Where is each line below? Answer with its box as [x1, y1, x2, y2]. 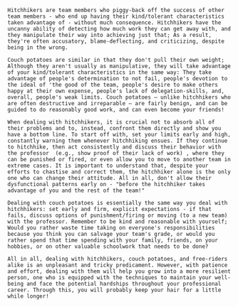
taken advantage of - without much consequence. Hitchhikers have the [7, 19, 222, 26]
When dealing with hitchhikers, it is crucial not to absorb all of [7, 119, 215, 126]
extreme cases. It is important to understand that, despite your [7, 162, 209, 169]
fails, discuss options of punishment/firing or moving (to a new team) [7, 212, 228, 219]
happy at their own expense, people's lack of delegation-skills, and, [7, 87, 224, 95]
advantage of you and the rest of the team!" [7, 187, 145, 194]
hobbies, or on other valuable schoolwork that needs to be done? [7, 243, 209, 250]
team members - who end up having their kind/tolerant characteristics [7, 13, 224, 20]
